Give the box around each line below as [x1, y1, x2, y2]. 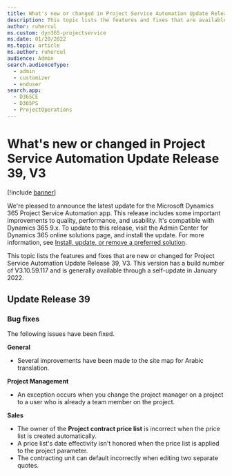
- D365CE [13, 94, 39, 101]
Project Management [7, 377, 69, 386]
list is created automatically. [17, 432, 97, 440]
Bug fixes [7, 315, 40, 324]
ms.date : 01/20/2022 [7, 36, 67, 43]
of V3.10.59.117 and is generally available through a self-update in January [7, 266, 217, 275]
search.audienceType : [7, 61, 70, 68]
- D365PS [13, 100, 39, 107]
